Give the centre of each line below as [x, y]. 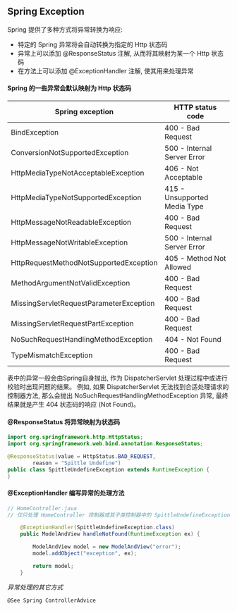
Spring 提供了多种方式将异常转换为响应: [65, 29]
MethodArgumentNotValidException [71, 283]
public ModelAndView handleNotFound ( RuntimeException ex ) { [110, 534]
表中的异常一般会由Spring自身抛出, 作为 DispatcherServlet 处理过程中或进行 [117, 378]
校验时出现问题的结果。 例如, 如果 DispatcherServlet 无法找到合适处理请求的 [118, 387]
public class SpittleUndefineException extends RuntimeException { [109, 469]
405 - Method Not [195, 259]
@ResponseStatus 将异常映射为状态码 [64, 421]
